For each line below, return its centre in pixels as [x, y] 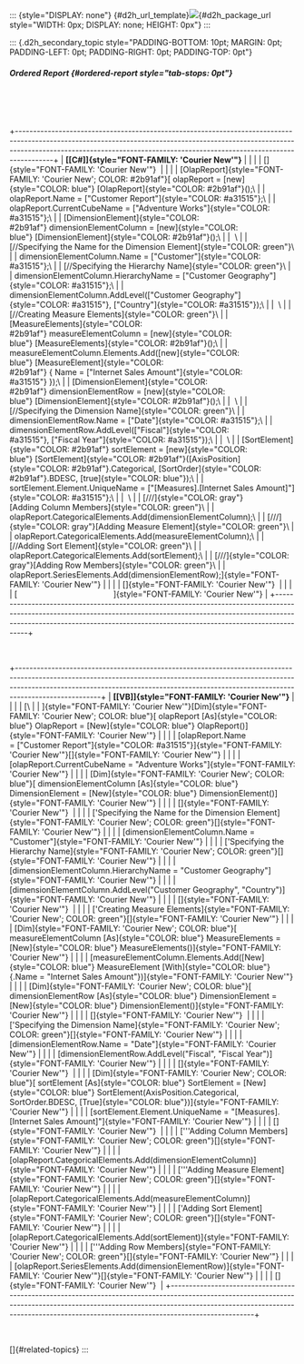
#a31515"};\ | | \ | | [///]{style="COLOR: [144, 497]
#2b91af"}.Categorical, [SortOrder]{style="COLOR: [166, 469]
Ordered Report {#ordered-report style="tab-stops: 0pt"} [121, 73]
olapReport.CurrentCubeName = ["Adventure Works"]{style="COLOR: [140, 208]
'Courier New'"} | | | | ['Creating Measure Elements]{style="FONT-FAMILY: [150, 909]
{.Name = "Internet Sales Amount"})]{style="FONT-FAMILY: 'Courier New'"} [151, 976]
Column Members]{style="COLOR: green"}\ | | [128, 507]
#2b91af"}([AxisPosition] [195, 459]
